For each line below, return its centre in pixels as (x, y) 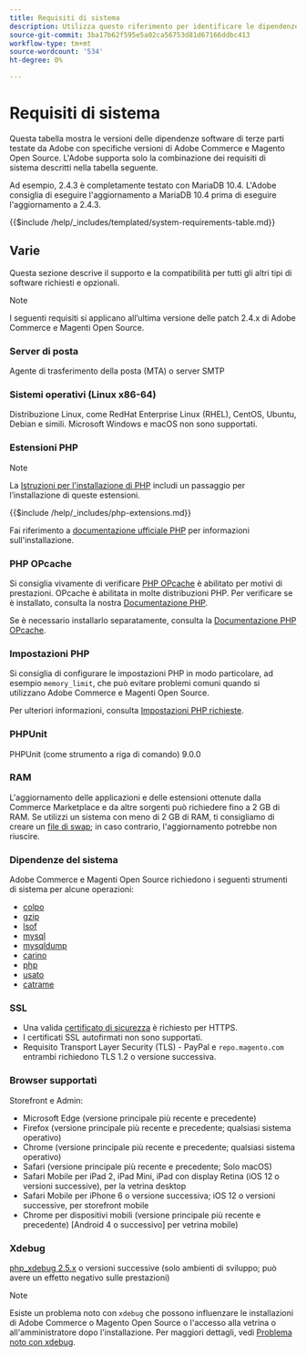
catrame (38, 984)
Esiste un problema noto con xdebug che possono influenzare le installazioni (152, 1313)
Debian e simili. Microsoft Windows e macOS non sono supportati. (133, 424)
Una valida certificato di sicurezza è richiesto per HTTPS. (130, 1028)
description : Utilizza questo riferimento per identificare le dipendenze (154, 26)
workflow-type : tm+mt (51, 43)
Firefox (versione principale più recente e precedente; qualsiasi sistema (157, 1127)
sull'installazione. (42, 539)
